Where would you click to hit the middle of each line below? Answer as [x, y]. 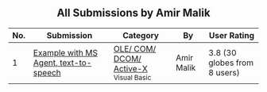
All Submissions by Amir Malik [133, 13]
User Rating [232, 35]
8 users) [224, 72]
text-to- [75, 63]
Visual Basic [132, 77]
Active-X [131, 68]
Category [141, 35]
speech [47, 72]
